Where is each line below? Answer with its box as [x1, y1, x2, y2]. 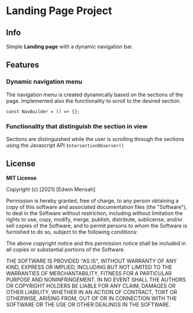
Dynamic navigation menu [6, 78, 83, 86]
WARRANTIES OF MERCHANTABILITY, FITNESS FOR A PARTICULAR [6, 270, 172, 277]
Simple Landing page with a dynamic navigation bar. [6, 43, 134, 50]
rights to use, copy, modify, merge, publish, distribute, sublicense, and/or [6, 216, 183, 223]
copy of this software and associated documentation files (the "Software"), [6, 203, 188, 210]
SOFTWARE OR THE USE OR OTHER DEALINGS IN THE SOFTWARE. [6, 301, 171, 308]
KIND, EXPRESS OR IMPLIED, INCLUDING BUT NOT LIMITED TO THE [6, 263, 172, 271]
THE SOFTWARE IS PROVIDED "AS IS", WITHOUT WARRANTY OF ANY [6, 257, 177, 264]
